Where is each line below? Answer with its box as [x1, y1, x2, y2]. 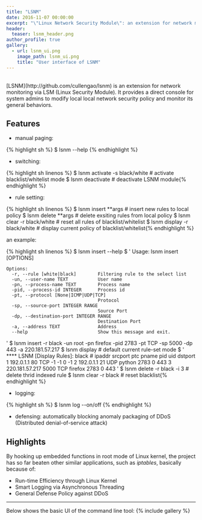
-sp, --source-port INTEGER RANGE [11, 303, 98, 309]
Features [6, 118, 40, 129]
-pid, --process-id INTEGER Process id [11, 287, 125, 293]
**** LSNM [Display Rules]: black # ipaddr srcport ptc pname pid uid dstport [6, 352, 195, 359]
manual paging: [14, 135, 54, 142]
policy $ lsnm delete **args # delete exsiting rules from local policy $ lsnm [6, 212, 191, 219]
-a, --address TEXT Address [11, 324, 117, 330]
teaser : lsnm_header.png [11, 31, 74, 37]
